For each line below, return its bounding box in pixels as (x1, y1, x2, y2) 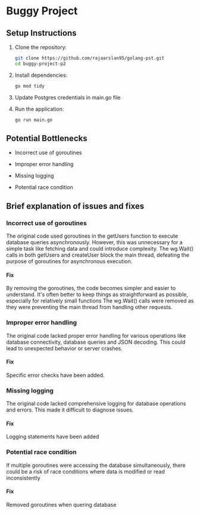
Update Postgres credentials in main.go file (14, 94, 121, 101)
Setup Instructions (6, 28, 77, 38)
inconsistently (6, 474, 40, 481)
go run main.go (14, 117, 53, 123)
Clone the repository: (14, 43, 67, 51)
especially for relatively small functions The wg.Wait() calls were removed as (6, 297, 194, 304)
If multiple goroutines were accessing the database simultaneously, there (6, 462, 186, 469)
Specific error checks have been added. (6, 371, 105, 379)
